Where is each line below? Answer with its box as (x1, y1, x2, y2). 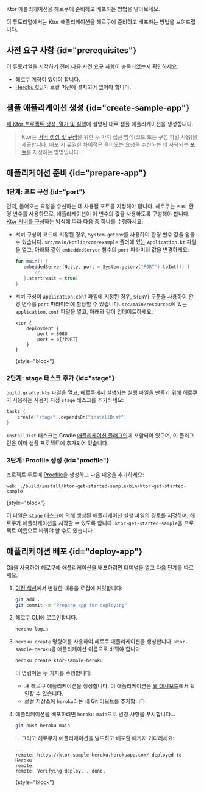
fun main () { (15, 258, 49, 264)
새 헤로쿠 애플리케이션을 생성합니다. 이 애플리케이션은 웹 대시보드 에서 (24, 682, 189, 690)
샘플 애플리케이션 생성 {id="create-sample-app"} (6, 103, 190, 113)
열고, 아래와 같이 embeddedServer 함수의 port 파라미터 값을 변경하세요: (21, 246, 189, 253)
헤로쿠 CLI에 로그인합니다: (15, 614, 78, 621)
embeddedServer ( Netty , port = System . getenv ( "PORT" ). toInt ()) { (23, 264, 191, 270)
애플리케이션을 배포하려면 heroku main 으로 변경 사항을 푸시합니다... (15, 710, 175, 718)
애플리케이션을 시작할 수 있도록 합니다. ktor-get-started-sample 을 (22, 519, 183, 526)
